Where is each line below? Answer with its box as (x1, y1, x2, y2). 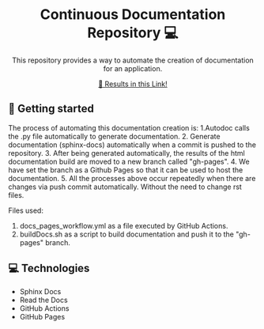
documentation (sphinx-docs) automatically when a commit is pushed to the (8, 140, 257, 149)
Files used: (8, 206, 43, 215)
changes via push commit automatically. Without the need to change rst (8, 182, 243, 191)
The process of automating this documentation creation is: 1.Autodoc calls (8, 123, 251, 132)
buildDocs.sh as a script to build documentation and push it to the (19, 229, 235, 239)
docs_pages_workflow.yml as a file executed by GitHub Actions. (19, 221, 228, 230)
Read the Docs (19, 295, 69, 304)
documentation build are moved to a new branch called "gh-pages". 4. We (8, 157, 251, 166)
